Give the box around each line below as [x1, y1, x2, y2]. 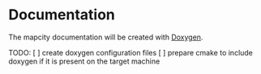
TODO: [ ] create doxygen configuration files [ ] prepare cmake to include [8, 47, 254, 57]
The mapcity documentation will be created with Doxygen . [8, 32, 203, 42]
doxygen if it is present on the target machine [8, 56, 160, 66]
